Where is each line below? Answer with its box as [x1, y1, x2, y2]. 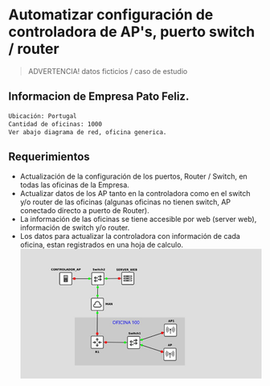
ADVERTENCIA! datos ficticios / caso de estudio [27, 66, 188, 76]
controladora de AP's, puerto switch [8, 23, 256, 41]
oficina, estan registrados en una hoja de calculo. [19, 240, 183, 249]
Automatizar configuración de [8, 6, 214, 24]
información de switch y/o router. [19, 223, 130, 232]
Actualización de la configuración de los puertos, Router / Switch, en [19, 171, 247, 181]
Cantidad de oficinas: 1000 [8, 120, 103, 128]
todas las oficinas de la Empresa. [19, 179, 130, 190]
